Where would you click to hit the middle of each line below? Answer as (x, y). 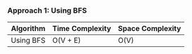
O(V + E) (66, 41)
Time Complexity (82, 29)
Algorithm (28, 29)
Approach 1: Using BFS (47, 11)
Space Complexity (149, 29)
